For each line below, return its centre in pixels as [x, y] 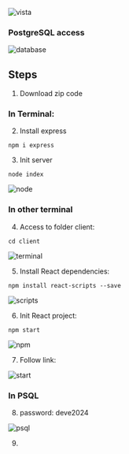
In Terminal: [31, 114]
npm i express [31, 146]
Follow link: [38, 359]
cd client [24, 241]
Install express [43, 131]
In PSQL [24, 396]
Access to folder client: [57, 227]
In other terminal [41, 210]
